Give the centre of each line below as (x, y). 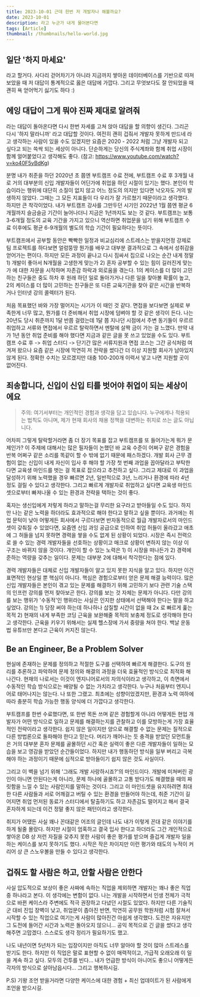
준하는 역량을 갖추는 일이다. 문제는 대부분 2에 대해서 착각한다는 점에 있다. (91, 557)
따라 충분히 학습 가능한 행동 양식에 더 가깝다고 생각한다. (71, 701)
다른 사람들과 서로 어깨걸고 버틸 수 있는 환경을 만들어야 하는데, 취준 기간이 (98, 794)
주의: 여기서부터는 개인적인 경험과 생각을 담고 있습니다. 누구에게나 (97, 412)
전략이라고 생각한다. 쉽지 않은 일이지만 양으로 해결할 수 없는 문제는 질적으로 (105, 729)
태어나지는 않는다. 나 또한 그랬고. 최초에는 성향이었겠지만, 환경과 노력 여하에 (105, 694)
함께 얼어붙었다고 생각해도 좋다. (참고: (50, 156)
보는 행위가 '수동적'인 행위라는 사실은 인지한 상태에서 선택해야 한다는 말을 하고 (103, 600)
